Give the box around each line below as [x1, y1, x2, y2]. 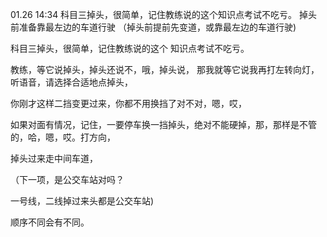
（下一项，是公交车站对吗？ [10, 174, 125, 185]
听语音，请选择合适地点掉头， [10, 76, 133, 88]
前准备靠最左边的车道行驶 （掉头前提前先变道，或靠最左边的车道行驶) [10, 21, 297, 33]
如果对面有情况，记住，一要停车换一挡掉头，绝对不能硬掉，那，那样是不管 [10, 119, 317, 130]
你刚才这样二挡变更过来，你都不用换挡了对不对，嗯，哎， [10, 98, 247, 109]
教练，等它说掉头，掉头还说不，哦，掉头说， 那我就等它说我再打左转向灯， [10, 64, 320, 75]
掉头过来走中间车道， [10, 153, 98, 164]
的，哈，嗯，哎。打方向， [10, 131, 116, 143]
